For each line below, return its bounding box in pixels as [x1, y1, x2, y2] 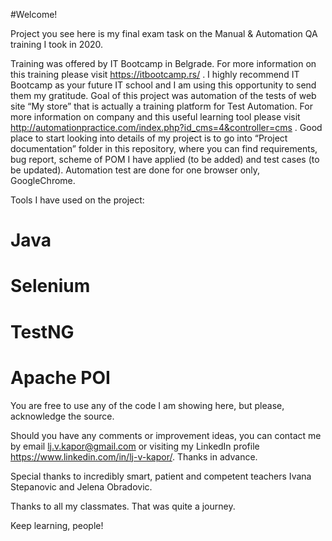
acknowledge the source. [10, 410, 115, 422]
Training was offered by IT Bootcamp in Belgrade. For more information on [10, 58, 317, 69]
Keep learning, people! [10, 519, 104, 531]
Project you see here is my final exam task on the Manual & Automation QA [10, 28, 318, 39]
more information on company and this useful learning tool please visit [10, 111, 301, 123]
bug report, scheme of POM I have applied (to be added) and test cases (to [10, 154, 320, 165]
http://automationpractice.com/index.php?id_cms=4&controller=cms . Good [10, 122, 323, 133]
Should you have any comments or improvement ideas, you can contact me [10, 429, 322, 441]
